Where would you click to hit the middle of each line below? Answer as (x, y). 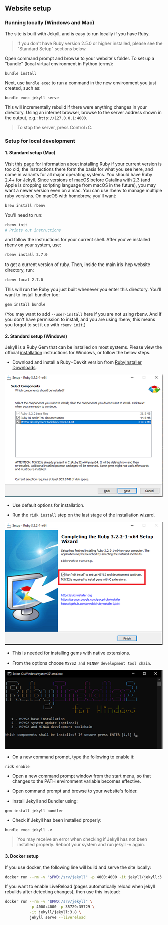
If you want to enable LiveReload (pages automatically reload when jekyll (80, 887)
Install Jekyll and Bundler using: (45, 801)
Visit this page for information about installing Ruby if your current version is (84, 164)
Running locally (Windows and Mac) (50, 23)
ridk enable (17, 767)
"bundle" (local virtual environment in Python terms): (59, 63)
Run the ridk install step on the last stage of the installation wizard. (84, 515)
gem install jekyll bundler (34, 811)
